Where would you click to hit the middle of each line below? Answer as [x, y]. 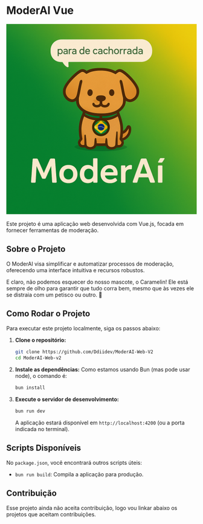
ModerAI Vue [40, 11]
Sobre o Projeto [36, 249]
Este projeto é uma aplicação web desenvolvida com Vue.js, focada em [95, 223]
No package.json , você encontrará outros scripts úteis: [74, 462]
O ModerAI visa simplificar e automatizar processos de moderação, [90, 264]
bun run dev [30, 411]
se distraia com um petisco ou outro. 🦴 [54, 295]
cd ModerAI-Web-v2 [38, 358]
